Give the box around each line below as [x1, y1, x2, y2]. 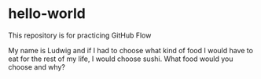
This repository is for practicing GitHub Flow [8, 31, 152, 40]
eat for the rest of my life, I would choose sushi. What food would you [8, 54, 233, 63]
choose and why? [8, 62, 65, 71]
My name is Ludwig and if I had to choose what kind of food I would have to [8, 45, 254, 55]
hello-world [8, 5, 86, 23]
